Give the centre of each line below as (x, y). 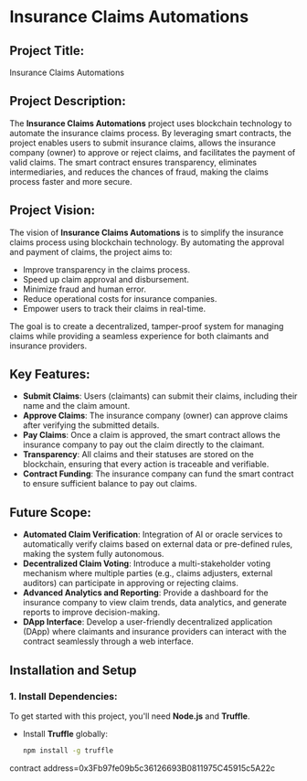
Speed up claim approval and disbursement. (106, 279)
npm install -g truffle (68, 750)
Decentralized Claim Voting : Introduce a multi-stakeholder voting (147, 563)
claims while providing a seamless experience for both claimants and (139, 336)
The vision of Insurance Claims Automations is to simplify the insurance (147, 232)
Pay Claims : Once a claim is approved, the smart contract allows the (151, 435)
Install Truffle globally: (65, 733)
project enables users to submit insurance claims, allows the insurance (143, 143)
